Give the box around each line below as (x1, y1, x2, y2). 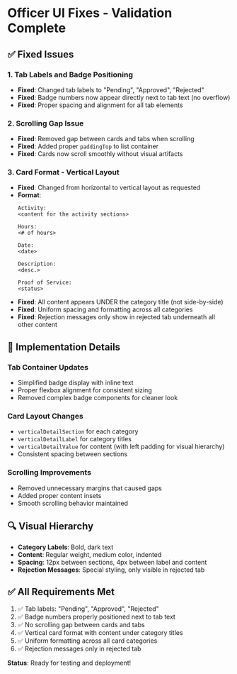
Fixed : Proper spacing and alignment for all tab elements (17, 101, 183, 109)
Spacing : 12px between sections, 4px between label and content (17, 558, 207, 566)
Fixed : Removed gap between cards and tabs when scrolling (17, 135, 195, 143)
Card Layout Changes (7, 411, 83, 421)
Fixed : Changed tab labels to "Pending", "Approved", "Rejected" (17, 85, 204, 94)
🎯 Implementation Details (7, 341, 121, 353)
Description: (17, 260, 57, 267)
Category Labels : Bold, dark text (17, 543, 114, 551)
